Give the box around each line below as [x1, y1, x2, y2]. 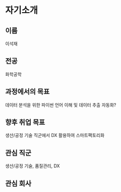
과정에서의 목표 [5, 87, 50, 96]
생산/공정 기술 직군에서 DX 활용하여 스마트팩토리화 [5, 132, 105, 138]
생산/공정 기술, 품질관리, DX [5, 163, 60, 169]
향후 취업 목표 [5, 118, 45, 127]
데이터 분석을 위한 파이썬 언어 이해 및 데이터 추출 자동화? [5, 102, 116, 108]
